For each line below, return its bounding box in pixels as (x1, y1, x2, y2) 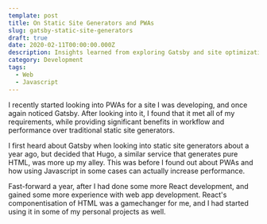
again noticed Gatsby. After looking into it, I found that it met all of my (8, 108, 235, 118)
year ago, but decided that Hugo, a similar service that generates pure (8, 149, 238, 159)
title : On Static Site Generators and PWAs (8, 19, 155, 27)
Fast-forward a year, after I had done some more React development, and (8, 181, 249, 191)
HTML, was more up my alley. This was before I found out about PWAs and (8, 157, 253, 167)
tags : (8, 64, 26, 71)
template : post (8, 11, 59, 20)
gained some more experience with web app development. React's (8, 190, 227, 199)
